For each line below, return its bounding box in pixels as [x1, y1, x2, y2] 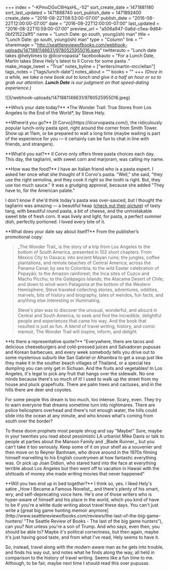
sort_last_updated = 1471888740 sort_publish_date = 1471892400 [5, 10, 142, 16]
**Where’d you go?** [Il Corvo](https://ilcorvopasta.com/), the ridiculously [5, 120, 162, 125]
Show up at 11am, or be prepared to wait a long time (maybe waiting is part [5, 130, 160, 136]
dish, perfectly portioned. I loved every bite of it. [5, 219, 105, 224]
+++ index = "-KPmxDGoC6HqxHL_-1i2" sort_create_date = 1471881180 [5, 5, 154, 10]
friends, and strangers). [5, 141, 54, 147]
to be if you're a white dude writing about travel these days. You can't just [5, 502, 159, 508]
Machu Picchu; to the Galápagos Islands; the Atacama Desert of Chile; [17, 276, 164, 282]
